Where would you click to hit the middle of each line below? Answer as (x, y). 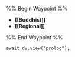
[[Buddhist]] (30, 20)
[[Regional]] (30, 26)
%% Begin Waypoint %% (37, 9)
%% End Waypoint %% (35, 37)
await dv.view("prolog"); (38, 48)
